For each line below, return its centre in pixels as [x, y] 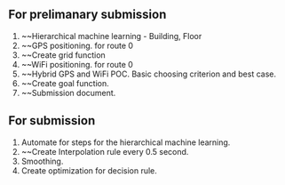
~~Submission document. [68, 92]
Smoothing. [42, 161]
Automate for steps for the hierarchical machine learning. [126, 142]
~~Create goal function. [65, 83]
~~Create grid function [63, 55]
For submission [52, 121]
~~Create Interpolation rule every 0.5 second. [105, 151]
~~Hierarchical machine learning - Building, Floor [111, 36]
